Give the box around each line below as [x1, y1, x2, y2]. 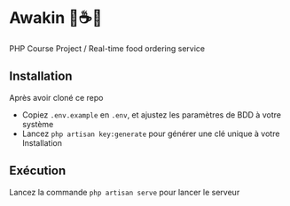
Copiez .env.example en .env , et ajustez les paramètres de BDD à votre [21, 109, 282, 120]
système [21, 118, 54, 129]
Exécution [9, 164, 67, 179]
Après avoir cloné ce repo [9, 92, 104, 103]
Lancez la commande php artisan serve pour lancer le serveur [9, 187, 240, 197]
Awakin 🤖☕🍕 [9, 8, 103, 28]
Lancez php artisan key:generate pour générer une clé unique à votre [21, 128, 280, 139]
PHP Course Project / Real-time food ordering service [9, 42, 206, 54]
